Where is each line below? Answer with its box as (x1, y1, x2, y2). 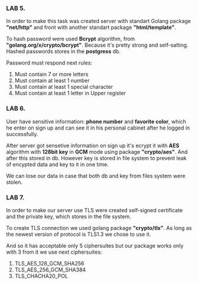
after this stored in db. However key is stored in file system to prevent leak (6, 154, 187, 161)
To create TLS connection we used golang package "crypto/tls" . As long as (6, 224, 192, 231)
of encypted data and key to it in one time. (6, 161, 109, 168)
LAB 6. (6, 105, 25, 113)
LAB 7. (6, 193, 25, 202)
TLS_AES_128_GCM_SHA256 (14, 260, 85, 267)
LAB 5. (6, 4, 25, 12)
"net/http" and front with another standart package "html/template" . (6, 24, 176, 31)
